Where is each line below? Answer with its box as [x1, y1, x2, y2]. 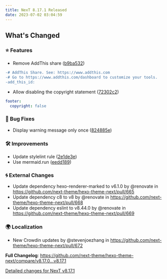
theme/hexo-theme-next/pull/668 [12, 199, 83, 206]
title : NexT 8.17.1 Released [5, 7, 67, 13]
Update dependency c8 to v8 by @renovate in [12, 194, 109, 200]
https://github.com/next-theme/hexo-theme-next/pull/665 [12, 189, 135, 195]
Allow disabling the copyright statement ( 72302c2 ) [12, 89, 119, 95]
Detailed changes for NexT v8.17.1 [5, 267, 75, 273]
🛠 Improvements [5, 140, 48, 147]
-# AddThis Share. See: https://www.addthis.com [5, 70, 110, 75]
